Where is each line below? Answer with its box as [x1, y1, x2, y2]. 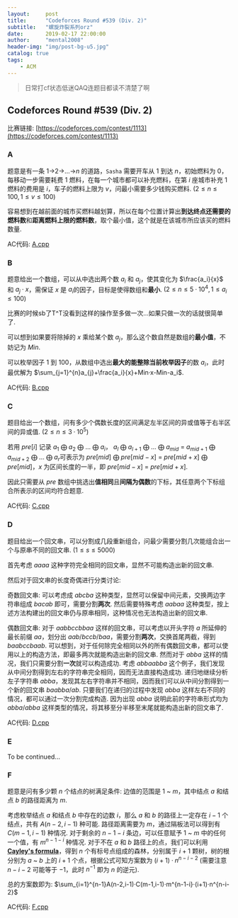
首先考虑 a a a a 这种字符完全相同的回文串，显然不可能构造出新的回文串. [7, 560, 215, 569]
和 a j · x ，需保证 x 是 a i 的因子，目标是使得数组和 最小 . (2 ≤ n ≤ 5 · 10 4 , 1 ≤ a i [7, 284, 227, 295]
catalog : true [7, 50, 50, 57]
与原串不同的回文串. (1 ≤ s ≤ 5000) [13, 545, 115, 554]
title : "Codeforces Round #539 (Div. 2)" [7, 17, 147, 24]
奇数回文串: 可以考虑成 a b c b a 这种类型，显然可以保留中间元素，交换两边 [7, 591, 220, 599]
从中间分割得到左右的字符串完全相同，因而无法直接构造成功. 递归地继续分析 [7, 667, 228, 676]
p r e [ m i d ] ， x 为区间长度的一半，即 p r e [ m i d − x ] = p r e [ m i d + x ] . [7, 463, 188, 471]
